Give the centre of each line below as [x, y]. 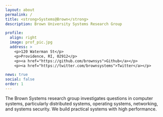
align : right [23, 38]
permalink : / [19, 15]
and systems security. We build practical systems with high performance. [81, 109]
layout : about [20, 10]
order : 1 [14, 84]
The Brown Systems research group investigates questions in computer [79, 98]
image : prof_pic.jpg [31, 42]
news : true [17, 75]
